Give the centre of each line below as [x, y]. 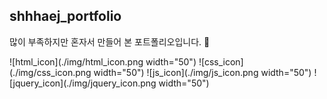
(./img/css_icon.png [50, 72]
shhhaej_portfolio [65, 16]
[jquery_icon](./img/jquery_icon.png [83, 83]
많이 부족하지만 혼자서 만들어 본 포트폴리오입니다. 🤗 [110, 41]
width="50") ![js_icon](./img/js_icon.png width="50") [202, 72]
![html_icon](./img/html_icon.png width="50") [103, 61]
